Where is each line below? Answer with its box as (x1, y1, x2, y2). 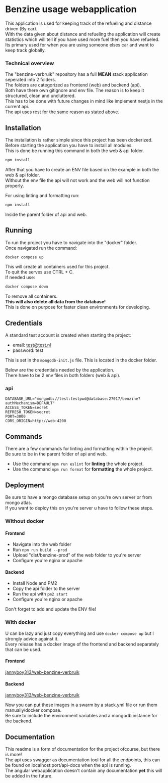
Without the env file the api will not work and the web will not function (5, 177, 150, 183)
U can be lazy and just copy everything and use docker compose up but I (5, 630, 154, 636)
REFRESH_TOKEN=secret (5, 409, 51, 415)
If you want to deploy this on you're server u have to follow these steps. (5, 505, 153, 511)
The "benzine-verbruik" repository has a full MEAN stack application (5, 71, 148, 77)
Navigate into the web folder (12, 541, 72, 547)
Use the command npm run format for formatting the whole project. (12, 466, 153, 472)
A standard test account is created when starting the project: (5, 332, 131, 338)
